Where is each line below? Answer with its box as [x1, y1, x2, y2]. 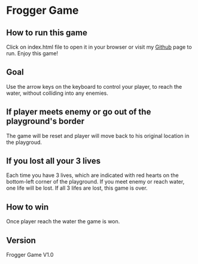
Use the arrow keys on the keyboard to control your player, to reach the [6, 83, 182, 90]
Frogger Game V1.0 [6, 251, 54, 259]
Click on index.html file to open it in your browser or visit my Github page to [6, 43, 193, 50]
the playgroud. [6, 139, 42, 146]
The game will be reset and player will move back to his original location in [6, 132, 190, 139]
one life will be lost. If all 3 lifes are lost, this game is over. [6, 184, 148, 192]
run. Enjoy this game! [6, 50, 59, 57]
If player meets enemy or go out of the [6, 107, 151, 117]
